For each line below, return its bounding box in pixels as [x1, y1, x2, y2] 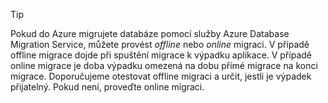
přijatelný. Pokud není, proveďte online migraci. [10, 81, 205, 93]
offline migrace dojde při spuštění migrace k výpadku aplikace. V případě [10, 49, 313, 61]
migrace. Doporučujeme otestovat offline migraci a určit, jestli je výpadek [10, 70, 312, 82]
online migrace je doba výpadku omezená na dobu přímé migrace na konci [10, 60, 318, 71]
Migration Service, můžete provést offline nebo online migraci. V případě [10, 39, 310, 50]
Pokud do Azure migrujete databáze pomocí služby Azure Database [10, 28, 290, 39]
